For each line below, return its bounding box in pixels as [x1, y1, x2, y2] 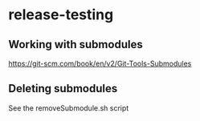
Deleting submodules [8, 82, 118, 95]
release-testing [8, 6, 114, 24]
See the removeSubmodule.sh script [8, 103, 129, 113]
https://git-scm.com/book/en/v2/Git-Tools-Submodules [8, 58, 192, 68]
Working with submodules [8, 38, 143, 51]
